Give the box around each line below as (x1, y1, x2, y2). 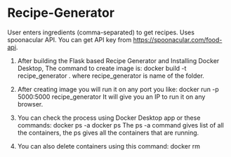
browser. (17, 100, 44, 108)
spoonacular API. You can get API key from (7, 35, 132, 43)
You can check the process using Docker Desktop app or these (17, 114, 201, 122)
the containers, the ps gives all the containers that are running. (17, 128, 199, 137)
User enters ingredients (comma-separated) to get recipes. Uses (7, 28, 195, 36)
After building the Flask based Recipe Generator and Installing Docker (17, 56, 220, 64)
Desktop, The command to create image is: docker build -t (17, 64, 187, 72)
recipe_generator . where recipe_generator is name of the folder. (17, 71, 205, 80)
